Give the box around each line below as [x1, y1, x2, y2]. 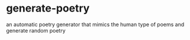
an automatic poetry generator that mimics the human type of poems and [6, 21, 185, 28]
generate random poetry [6, 27, 66, 34]
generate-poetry [6, 2, 90, 15]
